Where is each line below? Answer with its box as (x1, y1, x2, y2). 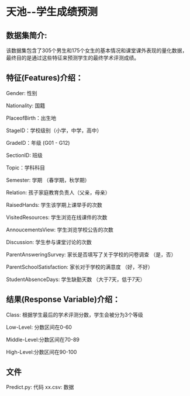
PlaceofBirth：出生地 (6, 114, 57, 121)
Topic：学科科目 (6, 164, 46, 171)
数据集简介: (6, 30, 48, 40)
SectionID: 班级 (6, 151, 43, 158)
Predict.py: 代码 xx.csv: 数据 (6, 384, 74, 391)
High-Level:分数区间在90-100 (6, 348, 77, 355)
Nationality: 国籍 (6, 102, 46, 109)
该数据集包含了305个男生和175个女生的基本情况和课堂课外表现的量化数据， (6, 47, 188, 54)
